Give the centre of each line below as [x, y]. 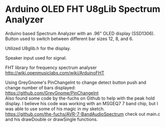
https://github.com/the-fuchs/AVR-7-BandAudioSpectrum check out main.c [83, 114]
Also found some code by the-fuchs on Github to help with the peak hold [80, 98]
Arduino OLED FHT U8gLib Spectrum [83, 9]
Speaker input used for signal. [36, 58]
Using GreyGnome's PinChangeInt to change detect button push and [76, 82]
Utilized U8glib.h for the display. [38, 48]
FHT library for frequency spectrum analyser [51, 67]
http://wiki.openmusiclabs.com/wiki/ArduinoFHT [55, 72]
